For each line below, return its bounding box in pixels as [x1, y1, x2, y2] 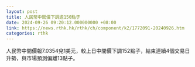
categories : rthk [6, 31, 49, 36]
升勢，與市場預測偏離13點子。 [6, 55, 78, 62]
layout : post [6, 8, 38, 15]
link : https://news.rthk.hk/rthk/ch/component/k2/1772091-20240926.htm [6, 25, 184, 31]
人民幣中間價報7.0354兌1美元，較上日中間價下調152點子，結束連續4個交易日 [6, 48, 190, 55]
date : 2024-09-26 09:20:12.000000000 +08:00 [6, 19, 117, 25]
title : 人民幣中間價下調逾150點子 [6, 14, 81, 20]
